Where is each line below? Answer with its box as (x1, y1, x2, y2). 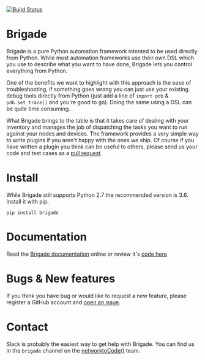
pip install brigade (6, 209, 59, 216)
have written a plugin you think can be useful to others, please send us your (6, 143, 198, 150)
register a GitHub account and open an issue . (6, 298, 121, 306)
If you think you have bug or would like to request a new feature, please (6, 292, 187, 299)
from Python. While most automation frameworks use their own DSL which (6, 54, 195, 61)
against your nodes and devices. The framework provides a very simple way (6, 129, 199, 137)
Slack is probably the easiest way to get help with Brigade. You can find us (6, 340, 195, 348)
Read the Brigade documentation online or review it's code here (6, 250, 167, 258)
